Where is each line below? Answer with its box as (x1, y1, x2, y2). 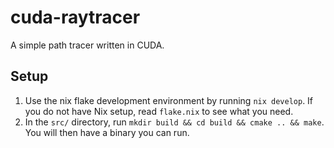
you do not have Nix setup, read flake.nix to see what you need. (24, 105, 294, 117)
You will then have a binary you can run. (24, 126, 190, 138)
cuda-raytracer (10, 6, 141, 29)
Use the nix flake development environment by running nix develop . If (24, 94, 314, 106)
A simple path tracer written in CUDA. (10, 39, 165, 51)
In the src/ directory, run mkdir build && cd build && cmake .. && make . (24, 116, 325, 128)
